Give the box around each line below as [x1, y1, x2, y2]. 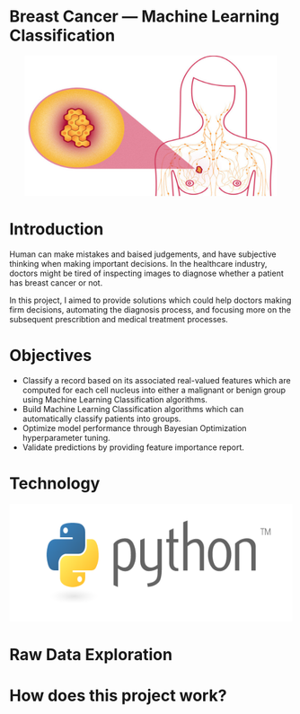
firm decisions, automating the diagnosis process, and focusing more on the [9, 304, 292, 315]
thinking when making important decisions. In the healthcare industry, [9, 258, 268, 269]
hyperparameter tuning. [22, 432, 110, 443]
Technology [9, 473, 101, 493]
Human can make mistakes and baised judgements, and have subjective [9, 249, 277, 260]
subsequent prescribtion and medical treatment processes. [9, 313, 229, 324]
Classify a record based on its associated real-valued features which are [22, 375, 291, 385]
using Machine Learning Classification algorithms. [22, 393, 208, 405]
